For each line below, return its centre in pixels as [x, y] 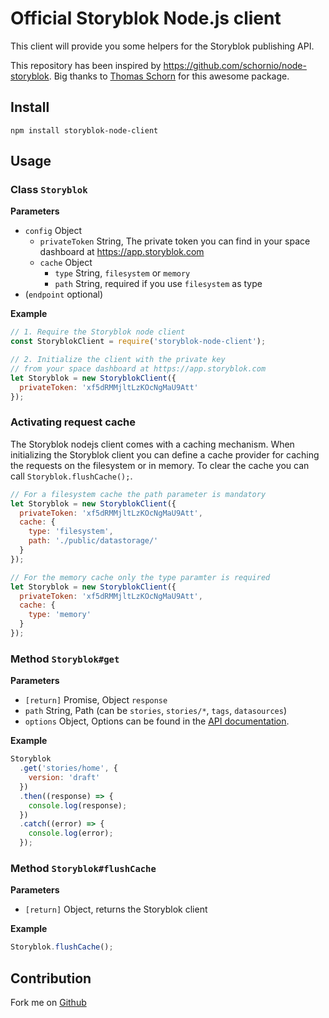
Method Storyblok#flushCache [83, 868]
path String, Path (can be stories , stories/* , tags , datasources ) [156, 711]
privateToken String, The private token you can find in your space [175, 241]
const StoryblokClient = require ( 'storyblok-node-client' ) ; [138, 342]
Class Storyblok [49, 190]
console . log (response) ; [78, 805]
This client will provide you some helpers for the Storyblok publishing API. [162, 46]
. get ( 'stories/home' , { [68, 768]
